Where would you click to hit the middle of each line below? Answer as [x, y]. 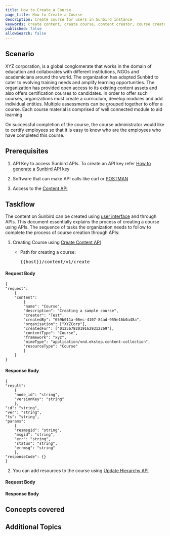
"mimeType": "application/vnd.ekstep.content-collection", [87, 342]
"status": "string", [36, 443]
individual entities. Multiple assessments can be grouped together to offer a [84, 104]
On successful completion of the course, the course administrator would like [85, 124]
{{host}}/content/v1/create [55, 262]
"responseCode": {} [26, 456]
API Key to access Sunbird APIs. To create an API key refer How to [82, 163]
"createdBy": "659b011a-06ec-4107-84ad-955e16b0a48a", [82, 320]
